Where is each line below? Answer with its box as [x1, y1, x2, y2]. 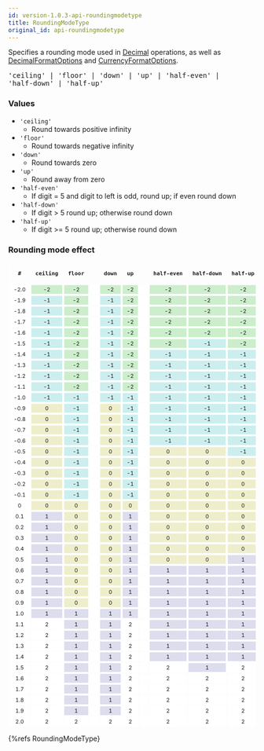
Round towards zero [31, 158, 97, 167]
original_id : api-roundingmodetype [8, 26, 125, 34]
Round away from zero [31, 174, 105, 184]
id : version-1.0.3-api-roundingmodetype [8, 11, 143, 20]
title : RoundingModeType [8, 19, 90, 27]
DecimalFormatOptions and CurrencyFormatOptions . [8, 56, 179, 65]
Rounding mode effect [8, 244, 96, 255]
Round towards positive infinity [31, 124, 132, 134]
